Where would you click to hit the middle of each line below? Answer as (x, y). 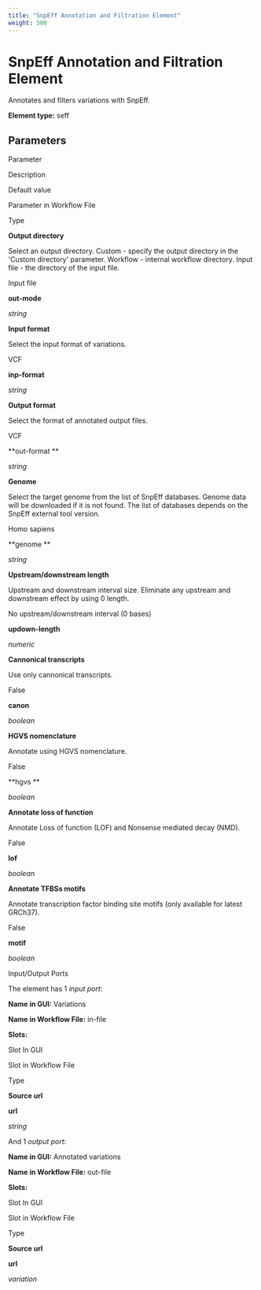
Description (27, 175)
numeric (22, 644)
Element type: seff (39, 116)
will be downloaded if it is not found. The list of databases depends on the (128, 505)
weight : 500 (28, 23)
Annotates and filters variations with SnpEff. (79, 100)
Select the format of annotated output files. (78, 421)
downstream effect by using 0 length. (69, 598)
